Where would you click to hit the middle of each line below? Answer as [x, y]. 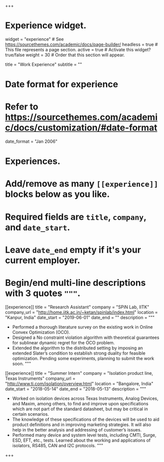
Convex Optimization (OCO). [41, 332]
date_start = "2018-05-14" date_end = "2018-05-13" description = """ [76, 389]
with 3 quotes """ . [43, 293]
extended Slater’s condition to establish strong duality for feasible [79, 353]
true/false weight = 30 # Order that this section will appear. [65, 55]
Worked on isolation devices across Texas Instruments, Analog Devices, [85, 398]
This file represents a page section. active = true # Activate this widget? [78, 49]
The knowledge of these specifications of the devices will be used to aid [86, 419]
